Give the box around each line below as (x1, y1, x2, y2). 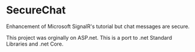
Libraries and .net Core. (6, 40, 64, 47)
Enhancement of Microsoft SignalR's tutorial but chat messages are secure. (6, 23, 190, 30)
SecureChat (6, 4, 66, 17)
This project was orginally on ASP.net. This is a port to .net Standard (6, 34, 173, 41)
